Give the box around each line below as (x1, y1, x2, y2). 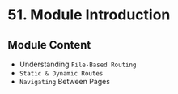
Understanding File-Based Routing (19, 59, 137, 69)
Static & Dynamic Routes (19, 70, 104, 78)
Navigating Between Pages (19, 77, 111, 86)
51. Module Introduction (7, 6, 171, 24)
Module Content (7, 38, 91, 52)
